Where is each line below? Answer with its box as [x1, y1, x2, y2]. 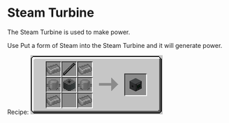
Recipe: [7, 108, 29, 116]
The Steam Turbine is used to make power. [7, 28, 131, 36]
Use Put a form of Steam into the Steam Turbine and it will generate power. [7, 41, 223, 49]
